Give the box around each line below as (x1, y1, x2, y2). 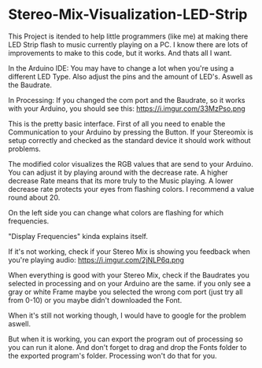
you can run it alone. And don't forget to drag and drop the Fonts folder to (8, 342, 247, 351)
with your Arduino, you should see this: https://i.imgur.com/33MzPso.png (8, 104, 245, 113)
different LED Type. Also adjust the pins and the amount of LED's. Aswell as (8, 72, 253, 81)
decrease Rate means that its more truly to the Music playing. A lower (8, 175, 234, 186)
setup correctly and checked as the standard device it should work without (8, 135, 251, 145)
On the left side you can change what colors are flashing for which (8, 208, 224, 217)
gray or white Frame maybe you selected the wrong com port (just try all (8, 287, 243, 296)
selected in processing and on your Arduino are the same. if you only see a (8, 278, 251, 288)
